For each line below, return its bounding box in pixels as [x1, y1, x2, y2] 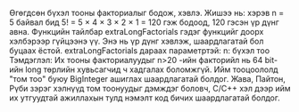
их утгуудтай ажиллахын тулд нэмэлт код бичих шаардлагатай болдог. [9, 92, 280, 103]
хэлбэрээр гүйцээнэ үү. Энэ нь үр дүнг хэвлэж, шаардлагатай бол [9, 36, 264, 46]
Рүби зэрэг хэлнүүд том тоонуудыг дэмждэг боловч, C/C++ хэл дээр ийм [9, 84, 291, 93]
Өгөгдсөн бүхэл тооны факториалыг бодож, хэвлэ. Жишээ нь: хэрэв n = [9, 8, 285, 18]
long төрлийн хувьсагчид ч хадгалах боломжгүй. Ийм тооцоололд [25, 64, 278, 75]
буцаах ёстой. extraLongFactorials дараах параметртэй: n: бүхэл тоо [9, 45, 270, 56]
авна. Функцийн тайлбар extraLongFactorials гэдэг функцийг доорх [9, 27, 264, 36]
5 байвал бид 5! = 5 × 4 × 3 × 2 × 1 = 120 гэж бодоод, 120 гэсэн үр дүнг [9, 17, 279, 28]
